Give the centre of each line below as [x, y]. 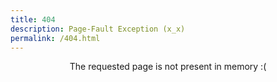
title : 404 [33, 19]
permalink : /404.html [55, 38]
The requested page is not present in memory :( [168, 67]
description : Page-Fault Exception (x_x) [98, 29]
